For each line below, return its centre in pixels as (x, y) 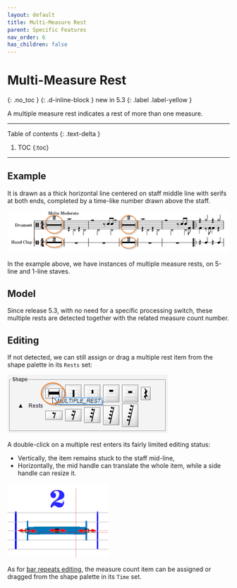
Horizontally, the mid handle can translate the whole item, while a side (119, 466)
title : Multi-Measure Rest (47, 22)
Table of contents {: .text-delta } (54, 134)
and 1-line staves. (45, 271)
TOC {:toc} (33, 147)
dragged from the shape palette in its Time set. (75, 577)
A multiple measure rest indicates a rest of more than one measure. (105, 114)
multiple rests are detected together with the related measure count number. (118, 318)
